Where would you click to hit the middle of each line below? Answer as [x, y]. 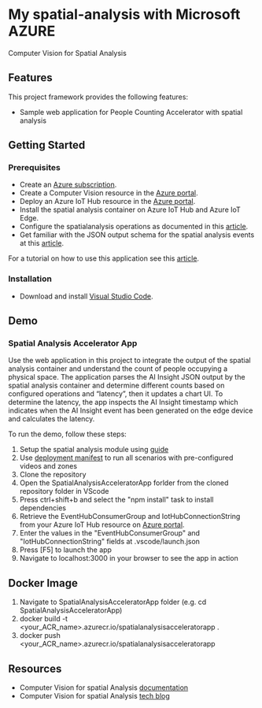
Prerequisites [34, 168]
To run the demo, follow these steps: [68, 434]
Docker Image [43, 583]
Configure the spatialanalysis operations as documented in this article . [134, 227]
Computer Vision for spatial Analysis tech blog [95, 696]
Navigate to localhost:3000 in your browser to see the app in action [129, 558]
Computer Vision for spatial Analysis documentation [104, 688]
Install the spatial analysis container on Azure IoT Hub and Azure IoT [130, 209]
